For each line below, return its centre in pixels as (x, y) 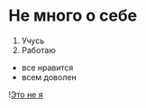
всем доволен (49, 76)
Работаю (38, 49)
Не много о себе (73, 16)
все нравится (47, 67)
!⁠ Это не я (26, 94)
